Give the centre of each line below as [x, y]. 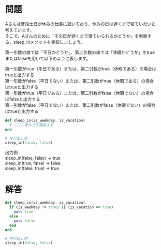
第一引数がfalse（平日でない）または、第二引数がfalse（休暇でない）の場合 [80, 105]
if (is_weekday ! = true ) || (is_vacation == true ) [61, 207]
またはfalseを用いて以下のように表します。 [48, 58]
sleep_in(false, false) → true [33, 158]
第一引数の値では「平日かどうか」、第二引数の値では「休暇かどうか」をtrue [80, 52]
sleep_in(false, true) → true [32, 168]
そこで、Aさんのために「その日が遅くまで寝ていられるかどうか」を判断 [76, 36]
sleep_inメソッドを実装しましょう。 [49, 42]
